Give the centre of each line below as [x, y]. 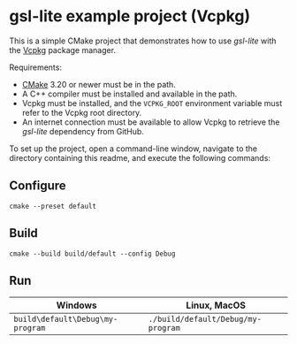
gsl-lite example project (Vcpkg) [130, 16]
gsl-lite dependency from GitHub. [83, 131]
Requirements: [35, 67]
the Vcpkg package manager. [63, 50]
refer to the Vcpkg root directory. [82, 112]
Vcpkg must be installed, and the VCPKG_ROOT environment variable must [152, 103]
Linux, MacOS [216, 305]
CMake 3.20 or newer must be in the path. [99, 84]
